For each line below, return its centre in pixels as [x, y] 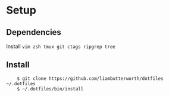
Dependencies [34, 32]
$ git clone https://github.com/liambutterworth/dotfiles [90, 78]
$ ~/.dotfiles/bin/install [50, 89]
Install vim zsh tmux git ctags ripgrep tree [61, 46]
